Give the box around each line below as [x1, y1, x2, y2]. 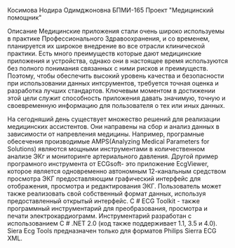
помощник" [7, 13, 42, 22]
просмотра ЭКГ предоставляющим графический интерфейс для [7, 174, 201, 183]
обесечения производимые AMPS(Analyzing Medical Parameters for [7, 137, 210, 146]
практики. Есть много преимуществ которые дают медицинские [7, 49, 202, 57]
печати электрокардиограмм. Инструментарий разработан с [7, 212, 192, 220]
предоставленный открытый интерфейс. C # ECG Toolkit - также [7, 197, 200, 205]
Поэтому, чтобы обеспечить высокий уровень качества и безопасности [7, 71, 224, 80]
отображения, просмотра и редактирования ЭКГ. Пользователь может [7, 182, 222, 190]
